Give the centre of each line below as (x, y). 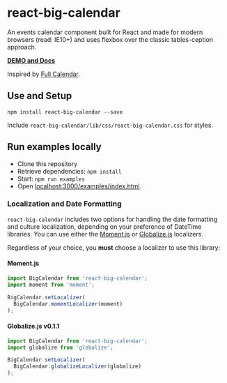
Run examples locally (55, 147)
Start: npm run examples (51, 179)
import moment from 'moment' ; (51, 285)
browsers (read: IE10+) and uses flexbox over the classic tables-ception (110, 39)
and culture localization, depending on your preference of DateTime (104, 226)
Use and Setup (40, 96)
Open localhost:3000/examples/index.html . (79, 186)
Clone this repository (47, 164)
